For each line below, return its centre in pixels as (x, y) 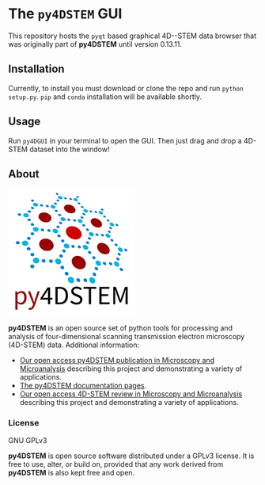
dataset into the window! (69, 149)
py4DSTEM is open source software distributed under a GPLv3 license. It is (131, 456)
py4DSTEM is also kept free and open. (72, 472)
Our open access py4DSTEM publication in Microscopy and (117, 361)
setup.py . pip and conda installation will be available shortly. (105, 97)
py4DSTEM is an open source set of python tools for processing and (121, 328)
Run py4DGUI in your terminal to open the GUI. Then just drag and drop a (125, 140)
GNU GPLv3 (28, 440)
